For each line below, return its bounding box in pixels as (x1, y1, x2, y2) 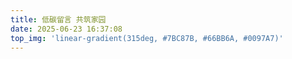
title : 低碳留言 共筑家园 (10, 14, 107, 25)
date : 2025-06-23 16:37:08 (10, 24, 123, 34)
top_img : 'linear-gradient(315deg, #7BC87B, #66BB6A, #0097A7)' (10, 33, 284, 43)
